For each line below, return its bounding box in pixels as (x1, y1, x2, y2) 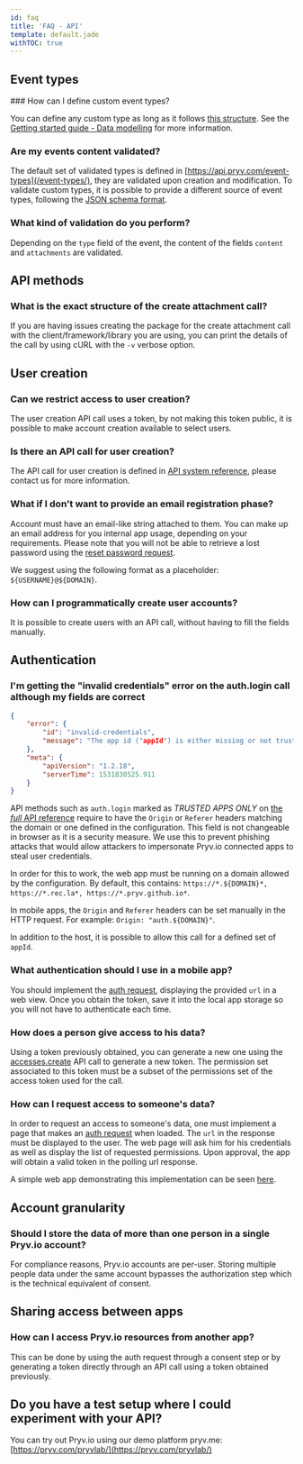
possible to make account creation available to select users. (10, 423, 232, 433)
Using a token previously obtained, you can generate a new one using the (10, 1046, 283, 1057)
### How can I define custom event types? (10, 95, 170, 106)
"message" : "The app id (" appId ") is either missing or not (42, 736, 272, 746)
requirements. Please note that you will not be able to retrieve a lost (10, 537, 260, 548)
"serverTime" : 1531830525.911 (42, 769, 156, 779)
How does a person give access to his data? (10, 1026, 206, 1039)
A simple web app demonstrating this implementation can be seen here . (10, 1174, 277, 1185)
